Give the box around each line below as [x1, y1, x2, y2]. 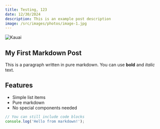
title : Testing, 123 [5, 7, 48, 12]
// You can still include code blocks [5, 114, 85, 119]
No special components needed [12, 104, 77, 111]
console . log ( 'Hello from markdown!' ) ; [5, 119, 85, 124]
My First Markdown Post [5, 49, 82, 57]
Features [5, 81, 33, 90]
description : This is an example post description [5, 16, 111, 21]
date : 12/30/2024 [5, 12, 41, 17]
